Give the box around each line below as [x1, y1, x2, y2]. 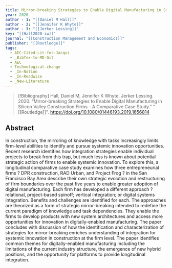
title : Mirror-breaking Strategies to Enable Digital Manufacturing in [5, 7, 161, 13]
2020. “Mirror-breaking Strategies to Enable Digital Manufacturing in [17, 98, 162, 104]
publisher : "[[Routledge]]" [5, 41, 66, 46]
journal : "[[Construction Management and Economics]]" [5, 36, 125, 41]
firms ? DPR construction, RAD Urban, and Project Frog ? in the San [5, 169, 147, 176]
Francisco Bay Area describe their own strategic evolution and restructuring [5, 175, 165, 181]
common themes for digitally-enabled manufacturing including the [5, 240, 145, 247]
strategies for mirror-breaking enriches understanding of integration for [5, 229, 156, 235]
